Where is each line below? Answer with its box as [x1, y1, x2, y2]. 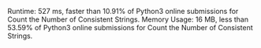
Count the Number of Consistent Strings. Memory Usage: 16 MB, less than [7, 15, 249, 24]
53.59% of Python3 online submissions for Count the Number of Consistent [7, 23, 253, 32]
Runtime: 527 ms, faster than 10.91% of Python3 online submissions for [7, 7, 239, 15]
